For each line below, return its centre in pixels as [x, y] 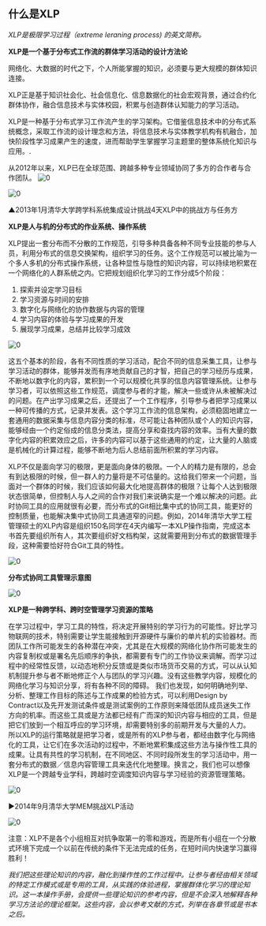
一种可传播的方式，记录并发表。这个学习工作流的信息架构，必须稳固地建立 [129, 410]
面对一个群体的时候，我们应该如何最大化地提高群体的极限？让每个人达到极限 [133, 486]
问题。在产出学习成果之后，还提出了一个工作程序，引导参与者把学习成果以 [136, 400]
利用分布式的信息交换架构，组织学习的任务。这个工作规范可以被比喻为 [136, 253]
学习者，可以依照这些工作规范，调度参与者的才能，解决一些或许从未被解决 [129, 390]
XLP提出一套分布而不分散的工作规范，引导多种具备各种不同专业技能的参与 [129, 243]
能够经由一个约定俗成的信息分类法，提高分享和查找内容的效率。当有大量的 [129, 430]
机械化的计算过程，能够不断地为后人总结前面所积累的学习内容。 [118, 450]
